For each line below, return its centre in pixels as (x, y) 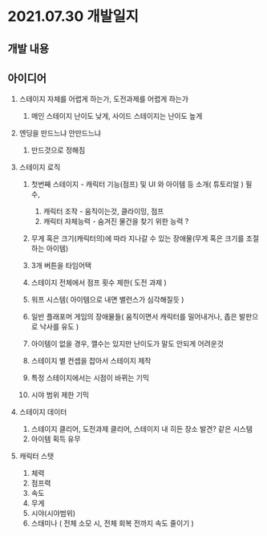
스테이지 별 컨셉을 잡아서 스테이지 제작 (91, 361)
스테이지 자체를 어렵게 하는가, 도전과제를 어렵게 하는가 (104, 99)
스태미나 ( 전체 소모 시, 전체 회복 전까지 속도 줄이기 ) (112, 523)
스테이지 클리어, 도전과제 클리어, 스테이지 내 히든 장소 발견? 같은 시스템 (142, 429)
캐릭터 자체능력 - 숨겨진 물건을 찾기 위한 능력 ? (116, 221)
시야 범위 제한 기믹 (60, 395)
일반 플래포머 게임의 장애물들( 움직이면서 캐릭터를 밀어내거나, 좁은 (134, 317)
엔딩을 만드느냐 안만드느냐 (60, 133)
